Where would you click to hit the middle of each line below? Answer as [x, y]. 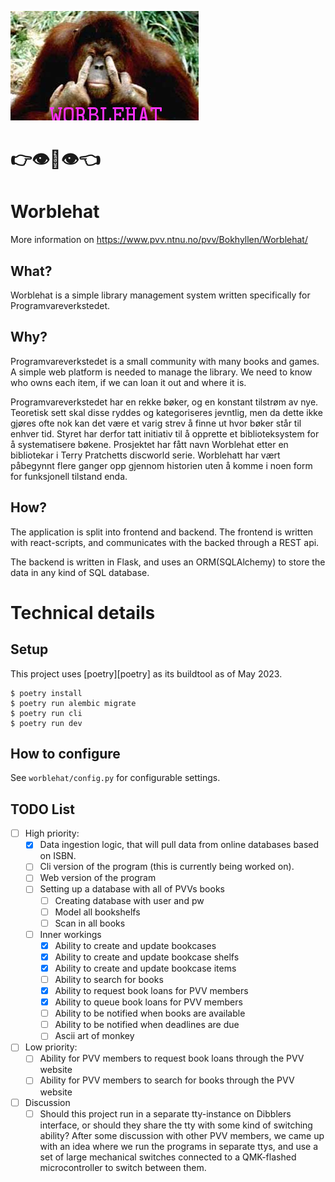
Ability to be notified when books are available [150, 1013]
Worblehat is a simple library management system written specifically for [160, 295]
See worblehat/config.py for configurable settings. [115, 778]
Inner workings [70, 934]
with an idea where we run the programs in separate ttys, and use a [179, 1146]
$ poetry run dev [46, 723]
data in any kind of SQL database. [80, 572]
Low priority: [51, 1047]
